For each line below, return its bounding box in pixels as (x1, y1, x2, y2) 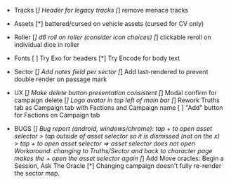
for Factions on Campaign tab (13, 111, 100, 119)
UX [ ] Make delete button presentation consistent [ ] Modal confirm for (13, 89, 218, 97)
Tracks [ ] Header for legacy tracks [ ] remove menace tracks (13, 6, 188, 14)
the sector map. (13, 169, 60, 177)
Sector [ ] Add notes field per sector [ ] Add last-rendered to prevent (13, 68, 209, 76)
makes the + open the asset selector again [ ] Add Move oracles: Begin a (13, 154, 225, 162)
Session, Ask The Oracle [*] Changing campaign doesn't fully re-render (13, 162, 222, 170)
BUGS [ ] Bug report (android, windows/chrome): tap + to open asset (13, 125, 213, 132)
